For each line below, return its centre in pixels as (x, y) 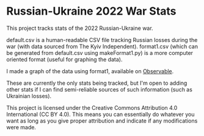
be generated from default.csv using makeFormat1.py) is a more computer (100, 52)
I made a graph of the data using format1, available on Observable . (90, 71)
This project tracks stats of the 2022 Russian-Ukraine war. (80, 28)
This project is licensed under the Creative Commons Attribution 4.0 (92, 107)
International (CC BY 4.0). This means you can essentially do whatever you (100, 114)
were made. (21, 127)
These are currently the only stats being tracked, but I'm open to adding (97, 83)
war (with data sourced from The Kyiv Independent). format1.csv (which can (102, 46)
